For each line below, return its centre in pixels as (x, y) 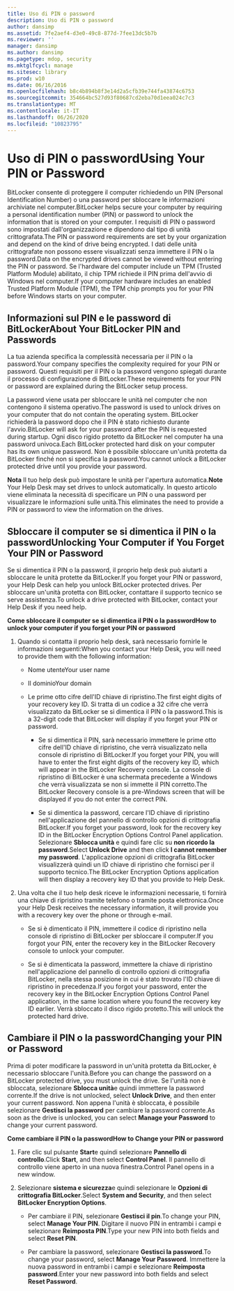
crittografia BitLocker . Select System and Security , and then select (114, 1195)
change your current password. (52, 1125)
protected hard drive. (58, 1016)
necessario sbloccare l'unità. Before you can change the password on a (109, 1073)
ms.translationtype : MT (42, 105)
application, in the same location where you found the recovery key (124, 1002)
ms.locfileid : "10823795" (45, 124)
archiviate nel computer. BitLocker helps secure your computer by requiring (115, 207)
